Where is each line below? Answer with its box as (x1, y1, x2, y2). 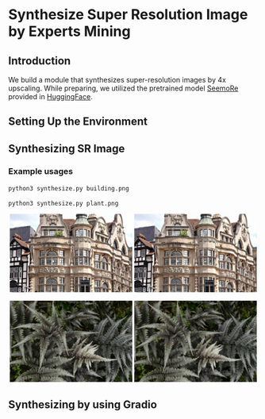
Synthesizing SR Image (8, 141, 125, 156)
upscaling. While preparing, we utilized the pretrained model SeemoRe (8, 83, 239, 93)
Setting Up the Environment (8, 115, 148, 129)
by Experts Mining (8, 22, 131, 40)
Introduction (8, 54, 71, 67)
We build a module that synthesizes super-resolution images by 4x (8, 75, 226, 84)
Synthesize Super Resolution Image (8, 6, 248, 24)
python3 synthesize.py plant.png (8, 200, 119, 208)
